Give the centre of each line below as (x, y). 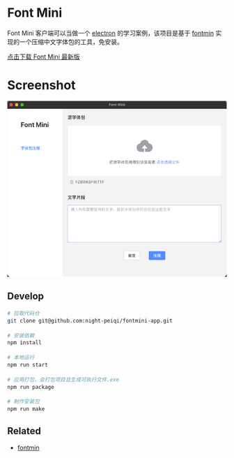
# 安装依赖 (21, 335)
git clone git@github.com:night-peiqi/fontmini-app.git (90, 320)
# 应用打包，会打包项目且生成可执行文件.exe (63, 379)
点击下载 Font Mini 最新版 (44, 57)
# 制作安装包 (23, 402)
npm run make (26, 409)
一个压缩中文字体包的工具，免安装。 (71, 42)
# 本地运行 (21, 357)
